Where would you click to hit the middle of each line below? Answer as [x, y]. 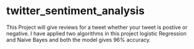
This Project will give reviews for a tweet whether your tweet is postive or [97, 27]
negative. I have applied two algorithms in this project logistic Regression [97, 33]
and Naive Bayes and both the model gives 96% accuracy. [79, 40]
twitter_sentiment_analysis [76, 11]
